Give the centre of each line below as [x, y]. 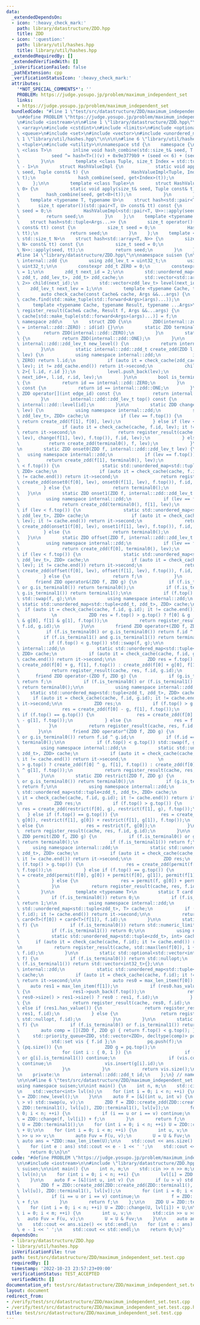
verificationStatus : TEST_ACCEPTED [56, 1274]
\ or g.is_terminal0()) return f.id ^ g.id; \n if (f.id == [106, 737]
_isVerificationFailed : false [49, 67]
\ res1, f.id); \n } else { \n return [97, 1014]
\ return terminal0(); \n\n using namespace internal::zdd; [106, 687]
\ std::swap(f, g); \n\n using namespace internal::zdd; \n [105, 598]
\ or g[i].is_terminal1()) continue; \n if [96, 1058]
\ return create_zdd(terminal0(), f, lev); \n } [105, 444]
